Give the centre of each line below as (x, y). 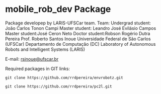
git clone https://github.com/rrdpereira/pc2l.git (59, 86)
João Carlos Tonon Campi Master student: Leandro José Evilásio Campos (81, 28)
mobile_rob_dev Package (58, 9)
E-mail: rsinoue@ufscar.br (32, 59)
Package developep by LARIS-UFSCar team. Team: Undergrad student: (78, 23)
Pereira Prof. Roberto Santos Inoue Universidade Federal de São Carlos (78, 39)
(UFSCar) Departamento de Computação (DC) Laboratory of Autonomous (80, 44)
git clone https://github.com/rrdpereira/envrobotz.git (64, 78)
